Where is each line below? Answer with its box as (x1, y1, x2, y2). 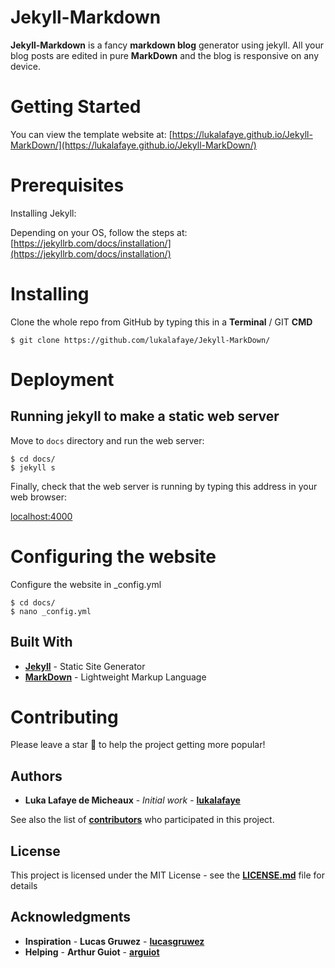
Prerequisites (10, 174, 125, 197)
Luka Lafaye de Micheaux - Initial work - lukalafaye (24, 794, 241, 806)
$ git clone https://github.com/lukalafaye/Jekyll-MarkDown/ (10, 335, 271, 345)
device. (10, 60, 41, 72)
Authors (10, 767, 63, 785)
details (10, 880, 38, 892)
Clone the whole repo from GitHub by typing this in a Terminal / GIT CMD (10, 316, 313, 328)
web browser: (10, 491, 67, 503)
